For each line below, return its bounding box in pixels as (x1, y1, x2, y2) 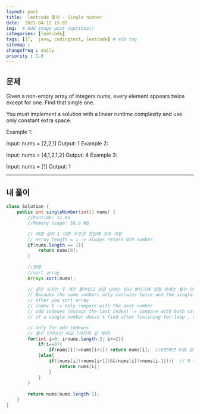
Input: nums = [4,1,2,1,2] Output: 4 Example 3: (6, 151, 118, 158)
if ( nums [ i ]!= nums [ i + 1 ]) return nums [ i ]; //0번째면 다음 (48, 347, 187, 353)
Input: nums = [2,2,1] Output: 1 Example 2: (6, 140, 108, 147)
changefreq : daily (6, 48, 55, 54)
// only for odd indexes (27, 325, 89, 331)
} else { (37, 353, 55, 359)
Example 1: (6, 129, 33, 136)
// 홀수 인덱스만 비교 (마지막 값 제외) (27, 330, 112, 337)
